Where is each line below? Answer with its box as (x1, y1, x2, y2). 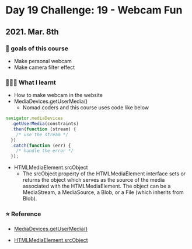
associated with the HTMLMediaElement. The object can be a (22, 182, 171, 190)
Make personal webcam (13, 57, 72, 64)
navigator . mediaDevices (5, 115, 64, 122)
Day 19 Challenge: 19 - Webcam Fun (5, 4, 183, 17)
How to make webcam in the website (13, 92, 103, 99)
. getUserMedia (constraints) (11, 121, 79, 127)
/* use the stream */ (16, 132, 68, 137)
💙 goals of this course (5, 44, 68, 53)
